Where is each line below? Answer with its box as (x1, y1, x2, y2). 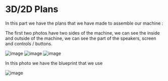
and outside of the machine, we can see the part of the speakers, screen (5, 35, 156, 41)
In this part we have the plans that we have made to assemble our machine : (5, 20, 163, 26)
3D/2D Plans (5, 4, 59, 15)
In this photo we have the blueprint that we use (5, 60, 103, 66)
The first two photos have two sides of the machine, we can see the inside (5, 30, 160, 36)
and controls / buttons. (5, 40, 52, 46)
